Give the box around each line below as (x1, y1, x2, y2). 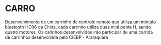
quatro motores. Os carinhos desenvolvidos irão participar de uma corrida (5, 29, 153, 35)
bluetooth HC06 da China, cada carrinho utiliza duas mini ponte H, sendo (5, 24, 151, 30)
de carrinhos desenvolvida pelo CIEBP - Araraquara (5, 34, 108, 40)
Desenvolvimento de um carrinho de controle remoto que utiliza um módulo (5, 19, 156, 25)
